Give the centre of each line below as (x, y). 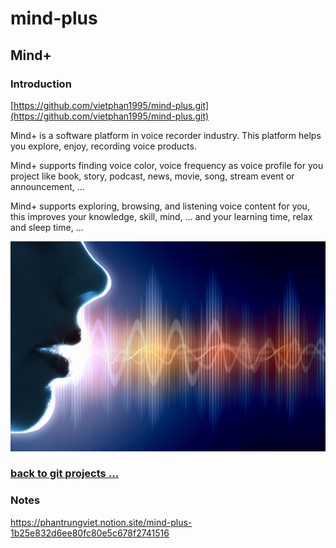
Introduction (41, 84)
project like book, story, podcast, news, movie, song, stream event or (152, 176)
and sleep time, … (47, 227)
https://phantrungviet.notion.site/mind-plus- (101, 522)
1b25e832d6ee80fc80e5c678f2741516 (90, 533)
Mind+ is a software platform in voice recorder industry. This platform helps (166, 135)
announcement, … (47, 186)
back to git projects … (65, 474)
